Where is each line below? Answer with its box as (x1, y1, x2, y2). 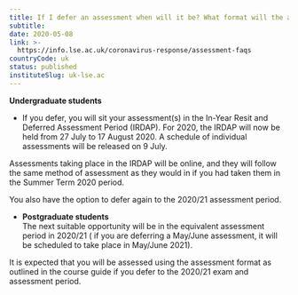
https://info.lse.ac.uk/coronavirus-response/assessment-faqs (17, 46, 252, 55)
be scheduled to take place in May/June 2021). (21, 239, 193, 250)
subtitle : (9, 21, 46, 30)
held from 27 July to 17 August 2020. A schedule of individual (21, 131, 247, 142)
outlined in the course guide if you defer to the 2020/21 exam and (9, 266, 249, 276)
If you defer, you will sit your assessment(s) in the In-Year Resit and (21, 112, 269, 123)
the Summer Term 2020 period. (9, 177, 125, 187)
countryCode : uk (9, 54, 69, 63)
